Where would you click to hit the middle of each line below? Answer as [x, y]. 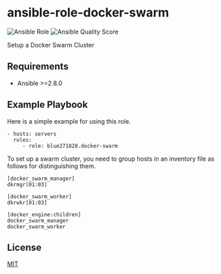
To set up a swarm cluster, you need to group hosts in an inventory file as [111, 159]
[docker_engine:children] [44, 214]
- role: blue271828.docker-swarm [70, 146]
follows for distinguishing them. [51, 165]
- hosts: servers [32, 134]
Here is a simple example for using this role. [69, 121]
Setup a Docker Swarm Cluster [51, 45]
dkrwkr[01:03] [27, 203]
